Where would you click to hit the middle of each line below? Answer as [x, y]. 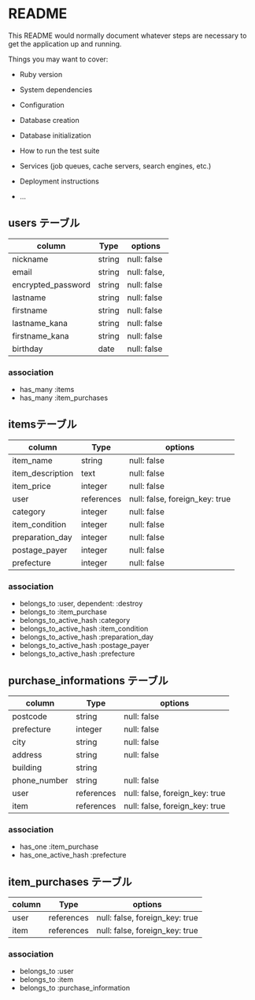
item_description [43, 473]
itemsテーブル [42, 425]
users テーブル [44, 223]
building [27, 767]
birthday [28, 349]
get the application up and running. [65, 43]
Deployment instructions [59, 181]
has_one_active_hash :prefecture [73, 855]
